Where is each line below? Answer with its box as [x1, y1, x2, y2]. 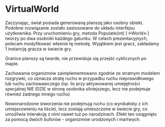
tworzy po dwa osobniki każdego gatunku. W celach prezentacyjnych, [5, 35, 148, 41]
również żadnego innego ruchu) [5, 91, 70, 97]
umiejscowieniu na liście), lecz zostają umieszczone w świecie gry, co [5, 106, 148, 112]
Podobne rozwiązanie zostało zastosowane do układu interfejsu [5, 25, 135, 31]
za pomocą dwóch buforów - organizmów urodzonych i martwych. [5, 116, 141, 122]
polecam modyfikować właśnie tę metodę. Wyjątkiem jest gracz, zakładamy [5, 40, 160, 46]
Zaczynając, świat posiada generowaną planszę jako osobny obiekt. [5, 20, 144, 26]
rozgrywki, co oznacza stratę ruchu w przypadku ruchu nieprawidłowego [5, 75, 154, 81]
